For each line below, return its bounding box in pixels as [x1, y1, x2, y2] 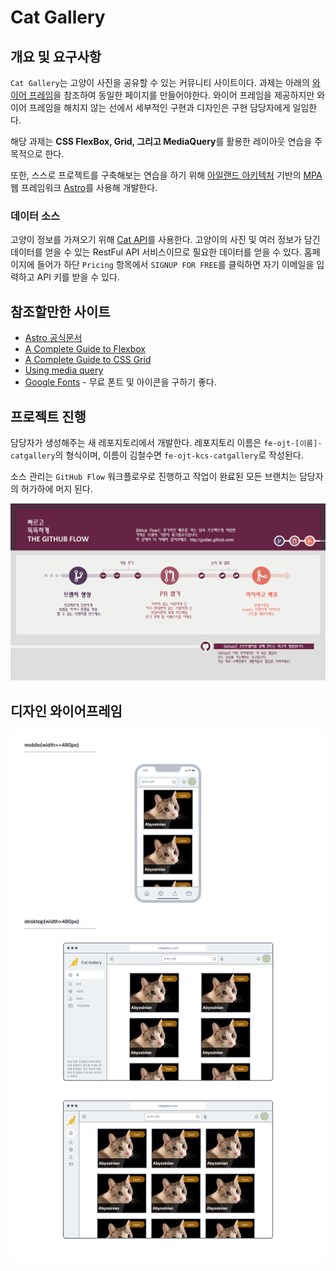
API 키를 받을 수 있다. [36, 271, 120, 283]
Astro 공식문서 [24, 332, 83, 344]
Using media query [24, 364, 104, 376]
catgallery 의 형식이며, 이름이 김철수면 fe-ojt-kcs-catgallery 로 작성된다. [10, 449, 304, 461]
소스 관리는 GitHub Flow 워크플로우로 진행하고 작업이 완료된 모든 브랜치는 [10, 470, 298, 482]
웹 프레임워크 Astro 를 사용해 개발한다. [10, 182, 158, 193]
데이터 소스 [10, 209, 61, 223]
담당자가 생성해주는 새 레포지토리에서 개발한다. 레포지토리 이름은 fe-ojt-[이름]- [10, 436, 323, 448]
